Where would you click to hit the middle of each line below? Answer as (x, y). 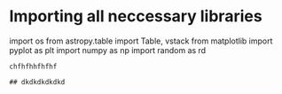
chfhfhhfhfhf (33, 67)
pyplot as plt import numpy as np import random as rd (108, 50)
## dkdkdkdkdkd (37, 82)
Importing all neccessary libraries (136, 16)
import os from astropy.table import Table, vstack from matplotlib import (141, 41)
